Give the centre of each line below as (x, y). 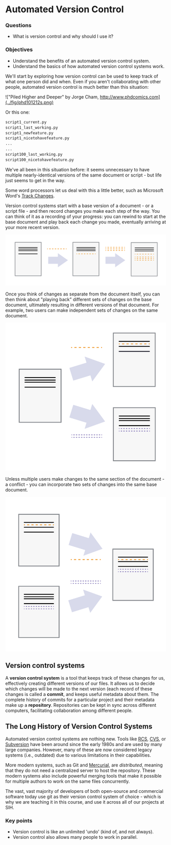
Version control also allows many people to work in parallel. (75, 837)
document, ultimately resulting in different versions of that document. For (82, 305)
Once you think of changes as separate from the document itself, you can (83, 294)
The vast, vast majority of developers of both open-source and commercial (84, 791)
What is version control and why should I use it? (63, 36)
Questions (18, 26)
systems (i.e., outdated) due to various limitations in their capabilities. (78, 755)
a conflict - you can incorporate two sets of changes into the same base (81, 484)
